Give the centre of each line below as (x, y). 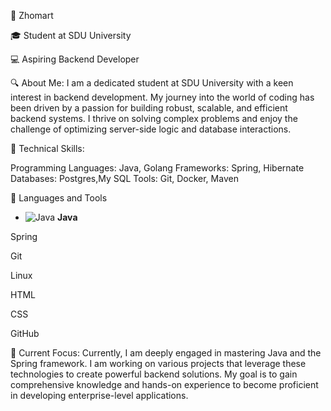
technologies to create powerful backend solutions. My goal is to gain (154, 374)
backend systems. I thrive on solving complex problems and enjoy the (154, 118)
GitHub (25, 333)
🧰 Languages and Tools (59, 198)
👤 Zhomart (32, 15)
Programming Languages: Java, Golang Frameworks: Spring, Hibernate (157, 168)
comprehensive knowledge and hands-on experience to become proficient (164, 384)
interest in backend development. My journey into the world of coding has (162, 97)
